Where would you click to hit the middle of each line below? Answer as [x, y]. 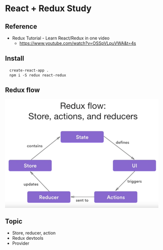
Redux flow [23, 90]
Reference [21, 27]
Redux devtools [28, 238]
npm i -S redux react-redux [38, 75]
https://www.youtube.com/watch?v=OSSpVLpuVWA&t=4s [78, 43]
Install [15, 59]
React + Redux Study [48, 9]
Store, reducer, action [34, 233]
